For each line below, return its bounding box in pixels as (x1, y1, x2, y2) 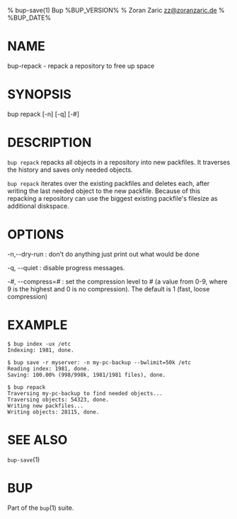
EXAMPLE (7, 317, 68, 333)
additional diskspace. (7, 202, 69, 210)
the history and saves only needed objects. (7, 165, 133, 174)
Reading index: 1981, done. (7, 365, 91, 372)
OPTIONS (7, 226, 64, 243)
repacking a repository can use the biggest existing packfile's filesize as (7, 194, 218, 202)
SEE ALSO (7, 431, 68, 448)
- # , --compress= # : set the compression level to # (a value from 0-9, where (7, 277, 228, 286)
